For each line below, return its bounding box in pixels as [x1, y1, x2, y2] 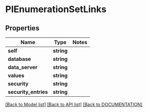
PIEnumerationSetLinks [5, 4, 107, 15]
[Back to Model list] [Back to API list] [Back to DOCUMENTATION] [5, 101, 143, 107]
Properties [5, 24, 40, 32]
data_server [8, 64, 38, 70]
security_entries [8, 89, 48, 95]
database [8, 56, 32, 62]
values [8, 72, 24, 79]
